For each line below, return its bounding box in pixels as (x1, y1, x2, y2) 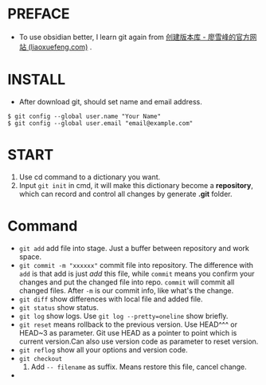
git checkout (18, 355, 63, 363)
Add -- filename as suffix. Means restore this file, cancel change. (30, 362, 248, 371)
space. (18, 252, 41, 261)
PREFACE (7, 5, 70, 23)
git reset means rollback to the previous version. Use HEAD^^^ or (18, 320, 238, 329)
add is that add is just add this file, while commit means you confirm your (18, 269, 256, 278)
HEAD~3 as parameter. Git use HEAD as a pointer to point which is (18, 328, 237, 337)
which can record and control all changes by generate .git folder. (18, 189, 233, 198)
